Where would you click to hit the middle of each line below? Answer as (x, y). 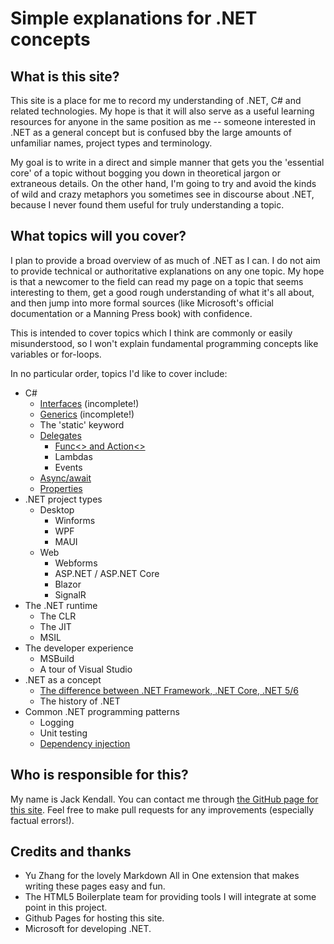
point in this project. (66, 908)
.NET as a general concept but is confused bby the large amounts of (151, 132)
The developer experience (79, 648)
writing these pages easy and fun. (95, 886)
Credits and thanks (71, 852)
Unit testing (63, 733)
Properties (61, 488)
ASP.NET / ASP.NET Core (107, 573)
